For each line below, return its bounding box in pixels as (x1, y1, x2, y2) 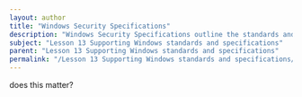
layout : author (9, 13, 67, 22)
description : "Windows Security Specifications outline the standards (9, 30, 280, 39)
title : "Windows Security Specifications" (9, 22, 171, 31)
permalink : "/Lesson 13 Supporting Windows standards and (9, 55, 231, 64)
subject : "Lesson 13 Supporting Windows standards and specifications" (9, 38, 283, 48)
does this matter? (9, 80, 74, 90)
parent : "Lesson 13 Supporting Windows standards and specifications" (9, 47, 280, 56)
